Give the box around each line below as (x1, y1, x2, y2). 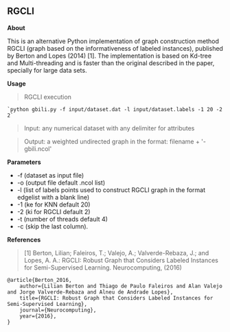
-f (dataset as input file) (16, 171, 84, 179)
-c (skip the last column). (16, 222, 89, 230)
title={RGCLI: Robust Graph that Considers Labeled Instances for (19, 294, 214, 301)
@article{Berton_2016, (7, 276, 72, 283)
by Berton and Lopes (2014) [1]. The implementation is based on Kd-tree (7, 51, 211, 60)
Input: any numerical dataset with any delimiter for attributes (23, 123, 195, 132)
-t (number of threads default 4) (16, 215, 108, 223)
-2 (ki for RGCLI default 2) (16, 207, 91, 215)
